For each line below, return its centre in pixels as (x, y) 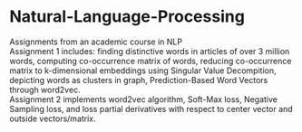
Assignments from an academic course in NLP (96, 42)
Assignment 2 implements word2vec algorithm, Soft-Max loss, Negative (144, 99)
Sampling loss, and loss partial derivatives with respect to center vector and (151, 108)
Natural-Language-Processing (127, 17)
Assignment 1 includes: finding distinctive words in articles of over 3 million (150, 51)
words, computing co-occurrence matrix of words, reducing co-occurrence (151, 61)
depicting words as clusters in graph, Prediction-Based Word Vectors (139, 80)
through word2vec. (45, 90)
